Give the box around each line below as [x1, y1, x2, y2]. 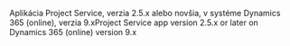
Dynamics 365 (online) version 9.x [9, 27, 137, 37]
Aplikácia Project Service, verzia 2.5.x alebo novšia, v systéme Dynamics [9, 8, 281, 18]
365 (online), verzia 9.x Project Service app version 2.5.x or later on [9, 17, 259, 28]
